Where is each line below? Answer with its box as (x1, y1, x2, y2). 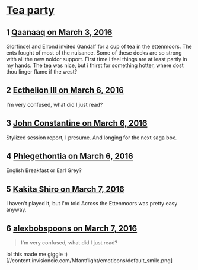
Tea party (6, 4, 55, 17)
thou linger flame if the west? (6, 68, 78, 75)
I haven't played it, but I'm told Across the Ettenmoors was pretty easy (6, 200, 178, 207)
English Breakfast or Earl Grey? (6, 167, 82, 174)
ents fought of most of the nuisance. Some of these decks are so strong (6, 49, 182, 56)
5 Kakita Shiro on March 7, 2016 (6, 184, 124, 194)
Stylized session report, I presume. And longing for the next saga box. (6, 134, 177, 141)
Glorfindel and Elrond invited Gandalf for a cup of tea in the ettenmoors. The (6, 43, 192, 50)
